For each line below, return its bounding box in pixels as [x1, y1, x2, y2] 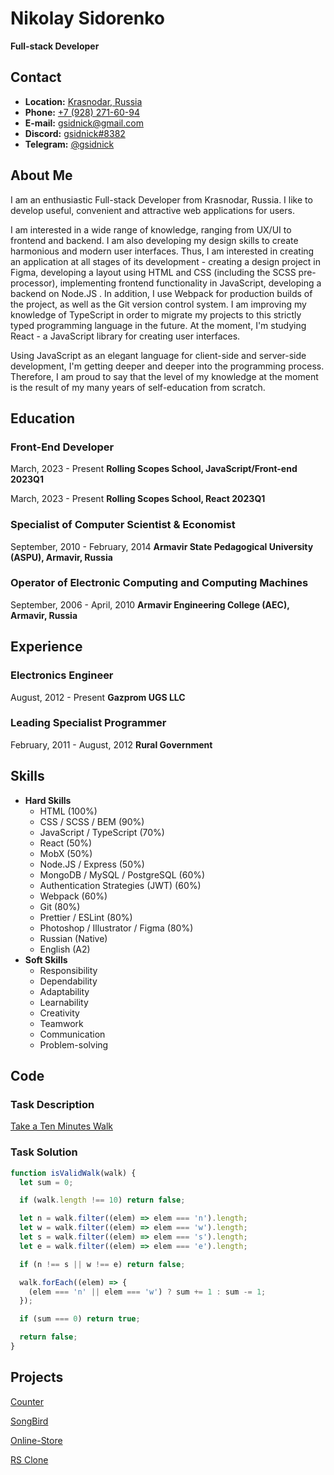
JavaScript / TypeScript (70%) [39, 826, 165, 838]
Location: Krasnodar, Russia [24, 95, 143, 107]
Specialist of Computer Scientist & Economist [10, 518, 236, 532]
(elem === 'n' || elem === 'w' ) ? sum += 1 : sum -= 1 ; [28, 1287, 267, 1297]
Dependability [39, 975, 98, 987]
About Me [10, 167, 73, 184]
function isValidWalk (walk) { [10, 1168, 137, 1178]
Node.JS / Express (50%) [39, 858, 145, 870]
